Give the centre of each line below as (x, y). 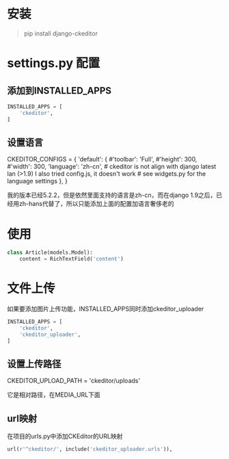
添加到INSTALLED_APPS (59, 91)
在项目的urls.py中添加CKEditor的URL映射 (65, 436)
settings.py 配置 (54, 63)
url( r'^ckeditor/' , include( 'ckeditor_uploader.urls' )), (90, 449)
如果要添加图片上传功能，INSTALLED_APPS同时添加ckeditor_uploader (106, 309)
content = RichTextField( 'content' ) (72, 259)
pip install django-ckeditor (60, 33)
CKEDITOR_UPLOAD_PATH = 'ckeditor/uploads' (74, 381)
